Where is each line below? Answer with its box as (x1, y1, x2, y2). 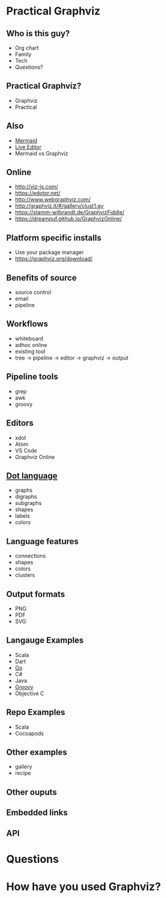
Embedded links (6, 807, 68, 818)
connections (14, 552, 46, 559)
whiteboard (14, 335, 44, 342)
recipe (14, 769, 31, 777)
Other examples (6, 747, 67, 757)
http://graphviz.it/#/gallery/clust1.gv (14, 202, 104, 209)
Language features (6, 536, 79, 547)
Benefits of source (6, 273, 77, 283)
